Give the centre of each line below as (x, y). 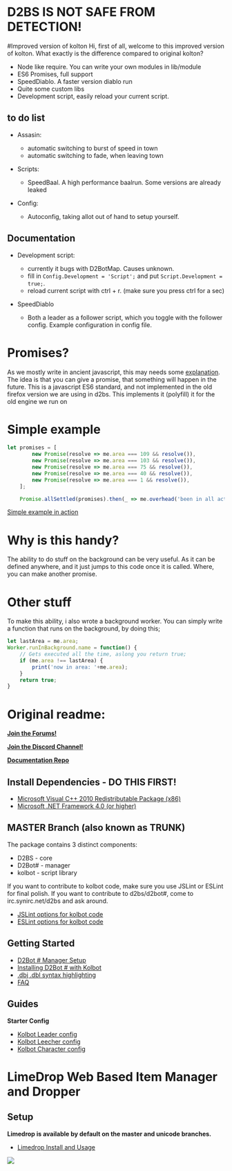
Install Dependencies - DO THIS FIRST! (92, 782)
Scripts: (28, 169)
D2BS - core (35, 858)
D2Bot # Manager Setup (51, 960)
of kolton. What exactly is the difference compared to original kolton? (105, 53)
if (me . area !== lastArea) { (61, 660)
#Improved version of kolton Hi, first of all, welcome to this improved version (116, 46)
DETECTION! (45, 27)
